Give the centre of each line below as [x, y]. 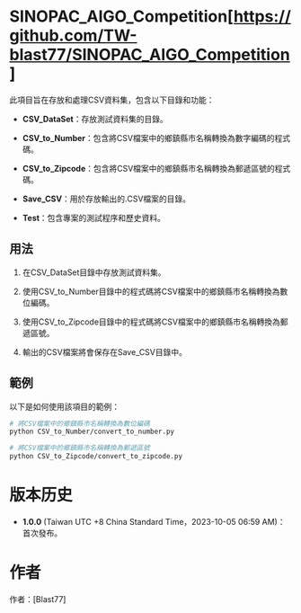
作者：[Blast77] [38, 599]
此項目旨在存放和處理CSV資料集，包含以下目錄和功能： [112, 100]
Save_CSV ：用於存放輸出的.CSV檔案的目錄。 [106, 199]
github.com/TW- [73, 36]
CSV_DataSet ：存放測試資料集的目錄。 [95, 119]
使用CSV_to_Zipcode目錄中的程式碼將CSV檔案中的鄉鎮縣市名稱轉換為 [151, 322]
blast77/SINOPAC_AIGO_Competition [150, 55]
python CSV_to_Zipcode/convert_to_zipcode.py [96, 457]
